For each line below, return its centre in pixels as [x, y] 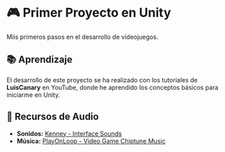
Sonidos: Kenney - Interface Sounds [69, 133]
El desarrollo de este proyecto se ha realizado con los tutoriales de [102, 79]
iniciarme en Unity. [33, 95]
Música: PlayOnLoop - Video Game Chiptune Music [91, 141]
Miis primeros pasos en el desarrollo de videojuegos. [83, 37]
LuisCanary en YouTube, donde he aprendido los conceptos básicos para [113, 87]
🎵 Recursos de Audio [53, 117]
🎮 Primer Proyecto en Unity [89, 13]
